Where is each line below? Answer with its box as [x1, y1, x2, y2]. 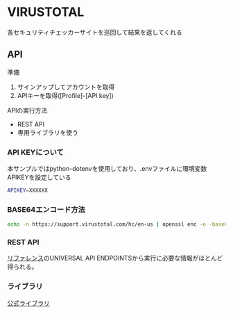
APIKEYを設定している [7, 173, 71, 181]
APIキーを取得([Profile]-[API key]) [17, 91, 114, 99]
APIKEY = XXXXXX [7, 187, 49, 195]
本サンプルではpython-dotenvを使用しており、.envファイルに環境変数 [7, 165, 207, 173]
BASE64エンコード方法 [7, 204, 85, 214]
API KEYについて [7, 147, 64, 157]
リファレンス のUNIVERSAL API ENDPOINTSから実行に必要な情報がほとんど [7, 254, 223, 263]
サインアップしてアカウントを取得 [17, 83, 115, 91]
